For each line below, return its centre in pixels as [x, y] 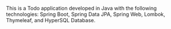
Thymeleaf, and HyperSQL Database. [51, 20]
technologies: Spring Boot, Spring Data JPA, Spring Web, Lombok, [85, 14]
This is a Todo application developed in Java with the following [81, 8]
